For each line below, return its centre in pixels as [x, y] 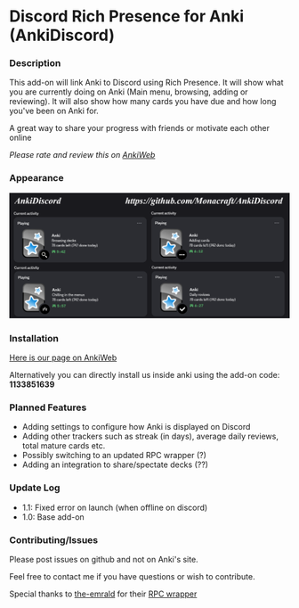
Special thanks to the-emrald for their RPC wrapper [103, 594]
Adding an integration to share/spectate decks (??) [115, 464]
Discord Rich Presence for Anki [127, 16]
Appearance [36, 178]
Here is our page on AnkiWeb [63, 357]
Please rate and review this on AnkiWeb [82, 155]
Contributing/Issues [54, 539]
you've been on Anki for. [54, 111]
